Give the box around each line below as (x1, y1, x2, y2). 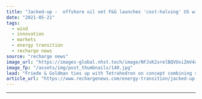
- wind (11, 25, 28, 32)
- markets (11, 37, 36, 43)
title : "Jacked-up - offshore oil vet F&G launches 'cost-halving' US (6, 8, 189, 15)
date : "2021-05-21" (6, 14, 55, 20)
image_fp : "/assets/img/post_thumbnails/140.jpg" (6, 64, 133, 71)
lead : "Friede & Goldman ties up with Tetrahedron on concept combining (6, 70, 192, 76)
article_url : (6, 76, 39, 82)
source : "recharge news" (6, 53, 69, 59)
